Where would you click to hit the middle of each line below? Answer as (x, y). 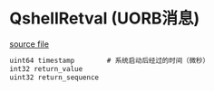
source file (29, 44)
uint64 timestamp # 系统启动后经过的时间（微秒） (110, 60)
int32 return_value (46, 68)
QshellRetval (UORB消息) (105, 18)
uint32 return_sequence (54, 77)
